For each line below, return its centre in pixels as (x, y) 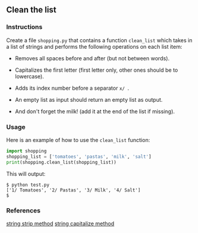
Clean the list (31, 10)
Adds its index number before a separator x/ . (72, 88)
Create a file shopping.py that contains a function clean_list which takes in (99, 40)
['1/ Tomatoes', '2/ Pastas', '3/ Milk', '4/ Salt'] (73, 190)
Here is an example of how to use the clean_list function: (78, 140)
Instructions (25, 27)
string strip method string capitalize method (60, 223)
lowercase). (29, 76)
